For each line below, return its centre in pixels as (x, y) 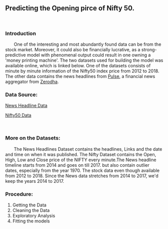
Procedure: (19, 194)
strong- (149, 50)
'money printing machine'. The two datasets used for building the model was (84, 60)
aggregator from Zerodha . (32, 82)
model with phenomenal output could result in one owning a (89, 55)
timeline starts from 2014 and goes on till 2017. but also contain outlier (77, 165)
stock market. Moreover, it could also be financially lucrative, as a (73, 50)
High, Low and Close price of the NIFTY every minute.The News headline (81, 160)
